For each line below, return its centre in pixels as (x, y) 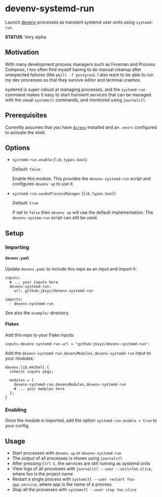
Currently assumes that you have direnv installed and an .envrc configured (81, 127)
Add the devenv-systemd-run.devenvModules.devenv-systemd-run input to (78, 353)
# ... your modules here (39, 389)
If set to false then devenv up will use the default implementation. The (83, 212)
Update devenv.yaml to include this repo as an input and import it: (71, 269)
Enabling (16, 410)
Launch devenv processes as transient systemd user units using (70, 22)
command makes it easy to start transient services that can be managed (78, 94)
